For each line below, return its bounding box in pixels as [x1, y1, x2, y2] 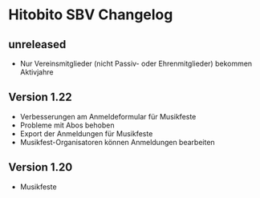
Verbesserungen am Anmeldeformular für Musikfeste [19, 111, 197, 121]
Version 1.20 [8, 160, 73, 174]
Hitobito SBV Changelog [8, 6, 173, 24]
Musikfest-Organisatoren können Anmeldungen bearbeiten [19, 137, 215, 147]
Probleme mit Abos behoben [19, 120, 115, 130]
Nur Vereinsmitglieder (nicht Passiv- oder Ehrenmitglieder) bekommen [19, 59, 253, 68]
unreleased [8, 38, 67, 51]
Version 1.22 [8, 91, 72, 104]
